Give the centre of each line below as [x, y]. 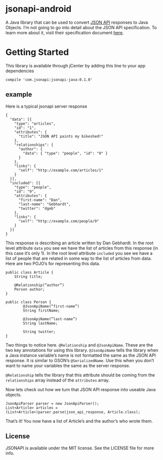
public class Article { [30, 272]
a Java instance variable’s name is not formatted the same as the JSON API [81, 355]
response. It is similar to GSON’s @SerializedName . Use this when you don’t [80, 360]
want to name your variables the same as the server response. [68, 365]
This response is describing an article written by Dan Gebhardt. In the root [80, 243]
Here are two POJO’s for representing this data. [53, 263]
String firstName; [41, 310]
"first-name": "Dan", [40, 200]
